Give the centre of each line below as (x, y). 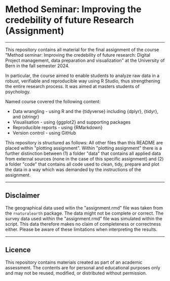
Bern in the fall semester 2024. (37, 66)
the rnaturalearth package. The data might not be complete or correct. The (84, 213)
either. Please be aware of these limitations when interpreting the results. (81, 229)
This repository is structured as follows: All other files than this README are (84, 142)
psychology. (18, 92)
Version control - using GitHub (44, 133)
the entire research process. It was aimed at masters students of (73, 86)
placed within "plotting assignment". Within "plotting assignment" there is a (83, 148)
